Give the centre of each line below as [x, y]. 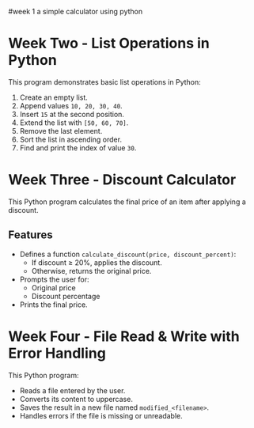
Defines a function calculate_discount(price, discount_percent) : [128, 254]
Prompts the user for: [54, 279]
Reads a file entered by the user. [72, 390]
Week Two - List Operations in [109, 44]
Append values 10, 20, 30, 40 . [71, 105]
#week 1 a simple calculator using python [76, 11]
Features [30, 235]
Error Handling [57, 353]
